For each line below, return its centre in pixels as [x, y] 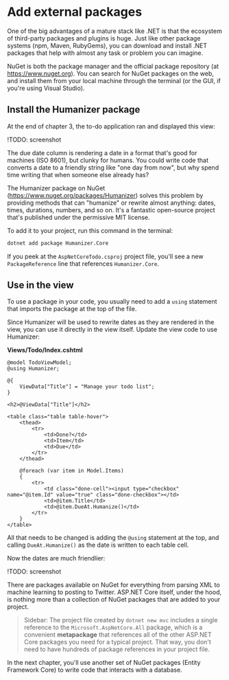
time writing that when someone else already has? [78, 174]
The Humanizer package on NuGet [56, 188]
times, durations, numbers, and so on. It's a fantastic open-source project [111, 209]
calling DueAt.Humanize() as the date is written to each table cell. [98, 545]
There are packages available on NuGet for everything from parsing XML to [114, 585]
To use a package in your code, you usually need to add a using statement [112, 302]
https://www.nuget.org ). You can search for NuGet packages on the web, [110, 73]
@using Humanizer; [33, 369]
